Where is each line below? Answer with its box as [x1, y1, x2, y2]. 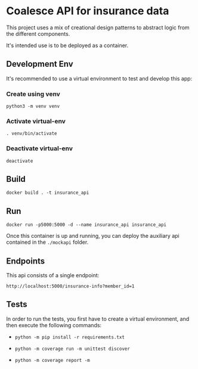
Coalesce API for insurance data [6, 4, 169, 18]
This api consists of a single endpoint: [6, 272, 100, 279]
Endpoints [6, 256, 45, 266]
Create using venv [6, 89, 61, 98]
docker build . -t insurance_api [6, 190, 89, 196]
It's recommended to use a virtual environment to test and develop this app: [6, 75, 193, 82]
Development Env [6, 59, 73, 69]
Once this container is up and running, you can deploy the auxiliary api [6, 232, 180, 240]
